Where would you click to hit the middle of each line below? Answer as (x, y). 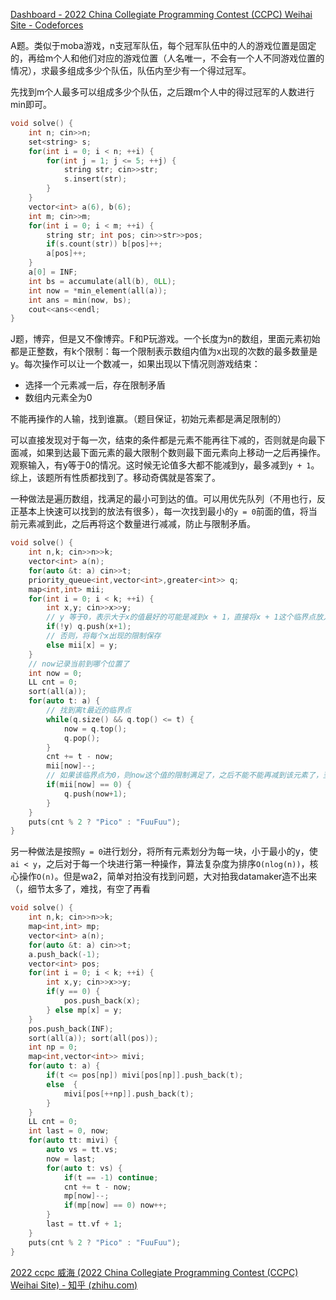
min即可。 (31, 104)
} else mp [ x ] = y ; (84, 1010)
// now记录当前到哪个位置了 (79, 664)
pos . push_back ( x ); (102, 1001)
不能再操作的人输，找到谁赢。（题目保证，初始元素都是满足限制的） (148, 419)
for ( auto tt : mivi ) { (73, 1140)
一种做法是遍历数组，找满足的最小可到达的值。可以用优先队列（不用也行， (163, 499)
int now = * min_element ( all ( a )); (98, 290)
